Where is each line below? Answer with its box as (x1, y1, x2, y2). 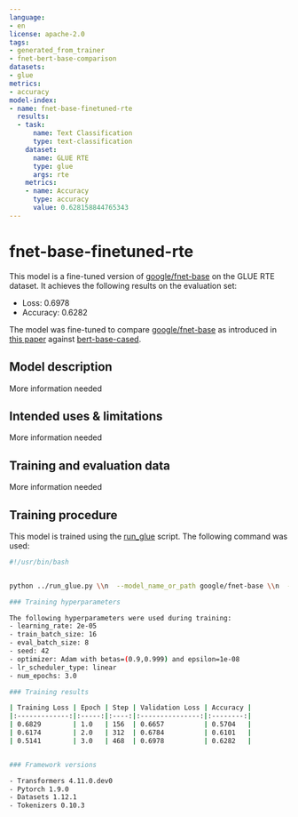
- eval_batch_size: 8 (9, 638, 90, 647)
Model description (9, 359, 113, 374)
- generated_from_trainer (9, 46, 105, 55)
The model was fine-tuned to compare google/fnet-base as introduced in (9, 324, 278, 334)
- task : (17, 121, 46, 130)
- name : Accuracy (25, 187, 90, 196)
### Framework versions (9, 760, 98, 769)
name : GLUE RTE (32, 153, 90, 163)
